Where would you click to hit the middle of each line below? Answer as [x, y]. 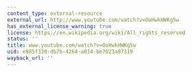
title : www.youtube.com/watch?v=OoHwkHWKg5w [72, 45]
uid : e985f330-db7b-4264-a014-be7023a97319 [70, 52]
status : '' [23, 39]
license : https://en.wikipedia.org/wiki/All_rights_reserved [96, 33]
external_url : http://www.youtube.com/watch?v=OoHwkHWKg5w [93, 20]
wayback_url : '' [30, 58]
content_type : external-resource [55, 13]
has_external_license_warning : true [59, 26]
